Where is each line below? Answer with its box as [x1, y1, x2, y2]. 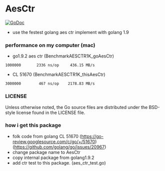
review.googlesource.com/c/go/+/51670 [12, 138, 95, 144]
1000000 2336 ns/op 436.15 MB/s [5, 63, 95, 68]
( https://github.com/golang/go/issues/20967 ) [12, 143, 106, 150]
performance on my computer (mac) [5, 41, 96, 48]
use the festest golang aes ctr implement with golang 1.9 [12, 29, 129, 35]
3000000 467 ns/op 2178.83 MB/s [5, 81, 95, 86]
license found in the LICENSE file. [16, 109, 85, 115]
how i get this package [5, 122, 61, 129]
